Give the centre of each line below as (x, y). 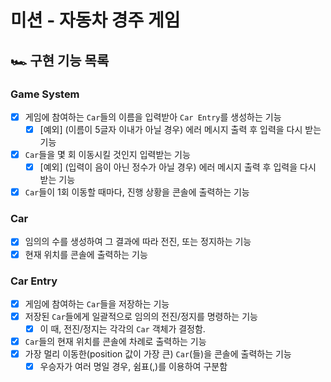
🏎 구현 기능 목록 (60, 60)
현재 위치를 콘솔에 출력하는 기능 (86, 254)
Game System (45, 94)
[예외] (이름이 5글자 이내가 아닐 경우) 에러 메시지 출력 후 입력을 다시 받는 (180, 129)
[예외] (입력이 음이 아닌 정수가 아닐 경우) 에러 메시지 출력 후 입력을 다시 (178, 167)
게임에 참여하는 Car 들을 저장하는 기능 (97, 303)
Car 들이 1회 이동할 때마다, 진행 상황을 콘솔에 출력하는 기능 (137, 192)
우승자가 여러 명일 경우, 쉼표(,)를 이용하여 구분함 (133, 367)
